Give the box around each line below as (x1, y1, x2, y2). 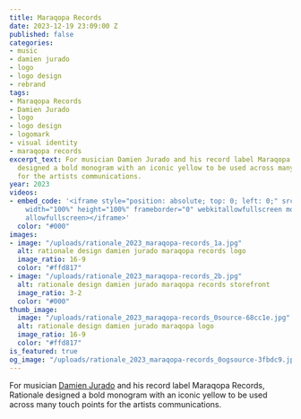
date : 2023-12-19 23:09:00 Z (9, 22, 118, 31)
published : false (9, 30, 74, 39)
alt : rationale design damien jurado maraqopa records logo (17, 247, 246, 256)
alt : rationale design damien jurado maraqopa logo (17, 322, 215, 331)
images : (9, 230, 39, 239)
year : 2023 (9, 180, 50, 189)
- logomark (9, 130, 50, 139)
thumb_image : (9, 305, 58, 314)
